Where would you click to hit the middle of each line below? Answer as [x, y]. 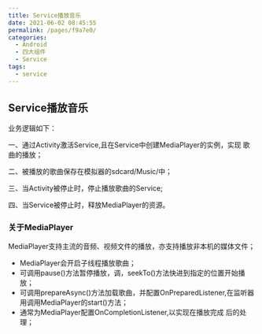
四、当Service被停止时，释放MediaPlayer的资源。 [89, 205]
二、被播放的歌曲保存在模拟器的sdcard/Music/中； [90, 172]
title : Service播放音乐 [44, 15]
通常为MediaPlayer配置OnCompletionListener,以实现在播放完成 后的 [129, 312]
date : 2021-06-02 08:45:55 [52, 23]
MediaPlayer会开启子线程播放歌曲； [77, 263]
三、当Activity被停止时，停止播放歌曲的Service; [85, 188]
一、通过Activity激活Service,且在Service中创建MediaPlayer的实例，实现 [125, 145]
